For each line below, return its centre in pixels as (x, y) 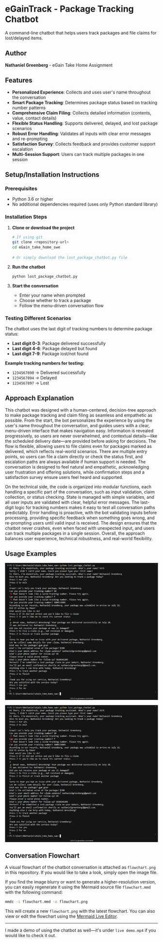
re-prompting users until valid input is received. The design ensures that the (81, 523)
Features (19, 81)
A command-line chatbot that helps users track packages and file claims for (81, 33)
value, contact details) (34, 118)
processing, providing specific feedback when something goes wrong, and (80, 518)
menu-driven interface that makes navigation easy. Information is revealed (79, 431)
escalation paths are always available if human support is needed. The (75, 462)
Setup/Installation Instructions (52, 175)
